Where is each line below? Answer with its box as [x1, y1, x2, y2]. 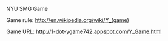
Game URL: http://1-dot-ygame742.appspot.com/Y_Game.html [6, 28, 162, 35]
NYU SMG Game [6, 5, 49, 12]
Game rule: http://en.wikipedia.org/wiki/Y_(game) [6, 17, 129, 23]
